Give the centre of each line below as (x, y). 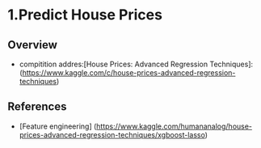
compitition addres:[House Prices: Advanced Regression (114, 64)
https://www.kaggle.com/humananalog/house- (174, 126)
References (37, 107)
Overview (33, 45)
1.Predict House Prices (85, 15)
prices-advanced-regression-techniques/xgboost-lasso (112, 134)
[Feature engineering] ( (58, 126)
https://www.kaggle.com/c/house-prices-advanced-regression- (129, 73)
